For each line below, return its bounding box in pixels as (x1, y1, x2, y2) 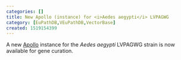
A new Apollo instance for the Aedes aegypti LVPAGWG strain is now (6, 41, 176, 48)
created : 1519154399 (6, 25, 58, 31)
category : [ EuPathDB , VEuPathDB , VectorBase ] (6, 19, 116, 25)
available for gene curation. (6, 48, 73, 55)
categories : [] (6, 8, 44, 15)
